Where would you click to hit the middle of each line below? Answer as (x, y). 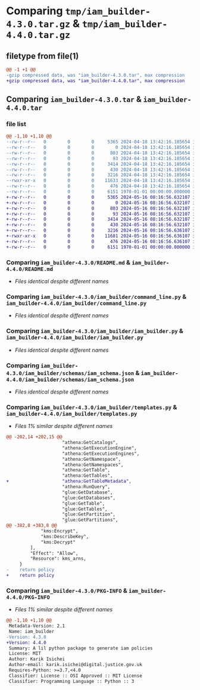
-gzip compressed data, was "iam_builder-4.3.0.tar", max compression (96, 75)
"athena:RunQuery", (86, 487)
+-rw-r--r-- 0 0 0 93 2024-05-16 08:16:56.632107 (98, 214)
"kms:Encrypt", (60, 531)
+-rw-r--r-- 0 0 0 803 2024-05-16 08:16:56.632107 (98, 208)
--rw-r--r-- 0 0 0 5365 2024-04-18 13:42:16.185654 (98, 142)
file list (16, 124)
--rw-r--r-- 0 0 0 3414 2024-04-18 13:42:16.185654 (98, 164)
